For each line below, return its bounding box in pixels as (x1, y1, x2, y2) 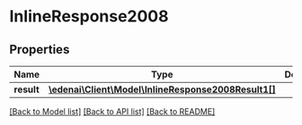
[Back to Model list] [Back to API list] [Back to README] (9, 106, 216, 117)
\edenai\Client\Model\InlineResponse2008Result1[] (48, 83, 276, 96)
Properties (9, 42, 70, 57)
